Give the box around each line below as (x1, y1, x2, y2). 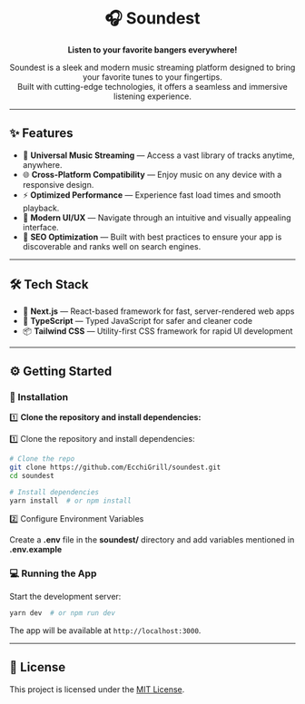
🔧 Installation (9, 390, 69, 403)
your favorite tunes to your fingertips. (83, 71, 222, 83)
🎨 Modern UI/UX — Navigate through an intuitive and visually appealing (22, 211, 291, 223)
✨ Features (9, 125, 74, 142)
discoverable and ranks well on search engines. (22, 240, 202, 251)
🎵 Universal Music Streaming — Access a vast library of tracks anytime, (22, 150, 295, 161)
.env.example (9, 543, 63, 554)
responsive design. (22, 179, 94, 190)
